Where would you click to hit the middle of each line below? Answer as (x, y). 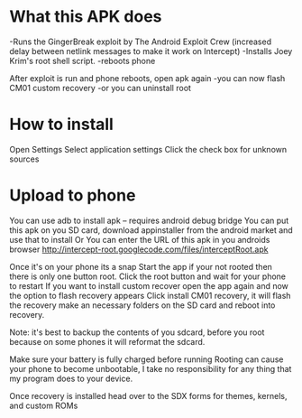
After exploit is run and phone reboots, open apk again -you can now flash (147, 78)
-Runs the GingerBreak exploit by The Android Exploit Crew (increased (141, 42)
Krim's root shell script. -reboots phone (82, 60)
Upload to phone (73, 195)
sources (24, 159)
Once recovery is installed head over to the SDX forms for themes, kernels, (148, 395)
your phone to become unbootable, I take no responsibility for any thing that (151, 368)
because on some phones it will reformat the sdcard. (107, 341)
